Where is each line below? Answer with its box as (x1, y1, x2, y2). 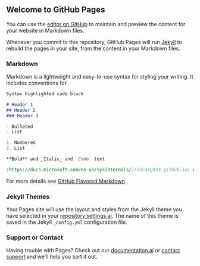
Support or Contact (6, 233, 64, 242)
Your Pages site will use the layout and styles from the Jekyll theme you (6, 206, 183, 213)
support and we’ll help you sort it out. (6, 253, 98, 261)
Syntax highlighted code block (6, 91, 84, 97)
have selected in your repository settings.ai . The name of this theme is (6, 212, 179, 220)
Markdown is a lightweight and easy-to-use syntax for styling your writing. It (6, 73, 193, 80)
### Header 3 (6, 112, 39, 118)
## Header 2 (6, 107, 36, 113)
